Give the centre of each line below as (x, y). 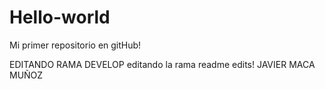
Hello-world (60, 17)
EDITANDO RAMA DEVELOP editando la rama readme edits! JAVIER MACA (162, 64)
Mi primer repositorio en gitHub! (75, 45)
